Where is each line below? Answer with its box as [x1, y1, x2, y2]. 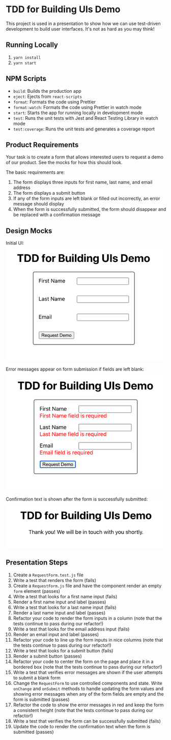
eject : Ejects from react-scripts [13, 93, 82, 99]
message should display [13, 201, 64, 207]
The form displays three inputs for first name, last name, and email [13, 179, 153, 186]
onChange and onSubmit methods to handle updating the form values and [13, 685, 164, 692]
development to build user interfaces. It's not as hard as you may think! [6, 25, 155, 32]
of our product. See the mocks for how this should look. [6, 160, 123, 166]
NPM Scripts [6, 74, 47, 83]
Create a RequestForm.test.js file [13, 572, 83, 578]
